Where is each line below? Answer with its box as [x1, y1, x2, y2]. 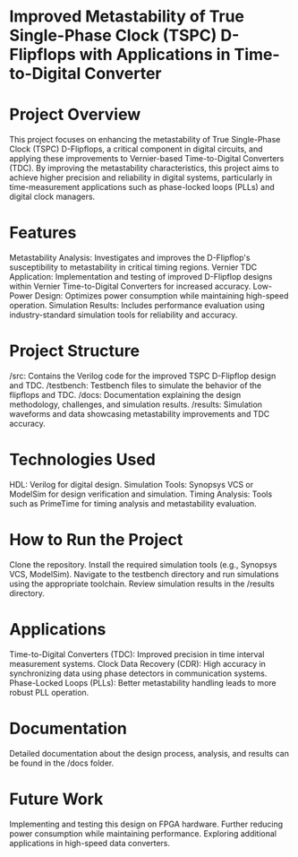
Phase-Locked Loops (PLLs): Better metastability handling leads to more [9, 677, 277, 688]
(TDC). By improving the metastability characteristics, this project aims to [9, 163, 279, 174]
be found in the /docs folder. [9, 757, 115, 768]
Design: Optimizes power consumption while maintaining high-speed [34, 290, 289, 301]
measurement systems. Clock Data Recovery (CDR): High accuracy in [9, 658, 267, 669]
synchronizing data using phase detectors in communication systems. [9, 668, 268, 679]
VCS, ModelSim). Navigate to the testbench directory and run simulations [9, 568, 279, 579]
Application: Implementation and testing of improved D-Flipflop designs [9, 272, 273, 282]
